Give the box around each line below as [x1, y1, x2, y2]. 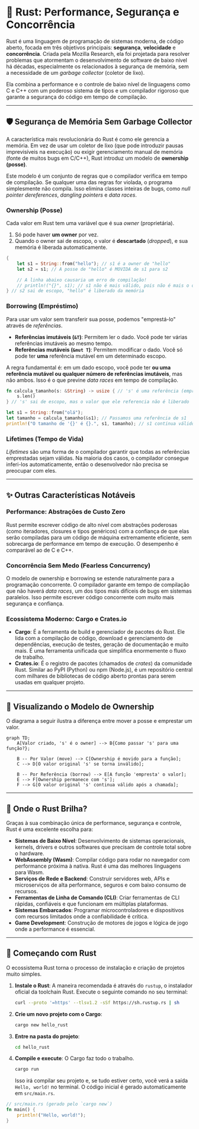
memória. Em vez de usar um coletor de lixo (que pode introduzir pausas [6, 142, 184, 149]
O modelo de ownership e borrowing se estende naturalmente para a [6, 575, 175, 582]
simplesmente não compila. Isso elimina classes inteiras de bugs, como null [6, 185, 191, 192]
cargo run [14, 1066, 40, 1073]
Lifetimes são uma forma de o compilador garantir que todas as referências [6, 448, 190, 456]
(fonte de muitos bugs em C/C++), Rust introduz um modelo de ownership [6, 154, 188, 162]
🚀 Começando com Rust [6, 948, 97, 959]
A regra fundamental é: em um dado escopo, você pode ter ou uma [6, 363, 171, 371]
